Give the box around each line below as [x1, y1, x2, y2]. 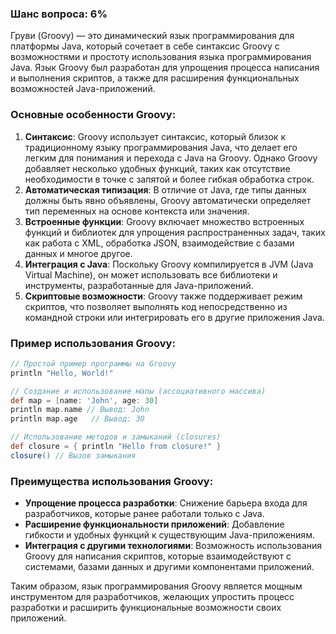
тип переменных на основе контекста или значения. [24, 205, 250, 217]
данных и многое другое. [24, 247, 133, 259]
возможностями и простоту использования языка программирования [10, 51, 312, 63]
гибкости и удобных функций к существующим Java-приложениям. [24, 529, 315, 541]
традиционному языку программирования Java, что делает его [24, 141, 298, 153]
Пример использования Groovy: [10, 336, 176, 350]
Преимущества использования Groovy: [10, 474, 214, 488]
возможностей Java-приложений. [10, 83, 156, 95]
